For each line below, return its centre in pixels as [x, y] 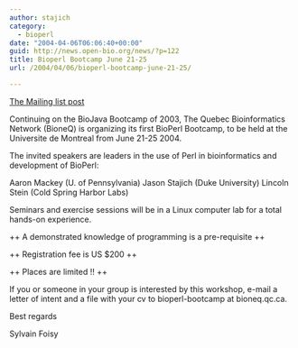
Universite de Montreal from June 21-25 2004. [96, 138]
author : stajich [40, 18]
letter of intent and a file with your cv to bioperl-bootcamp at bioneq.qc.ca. [148, 298]
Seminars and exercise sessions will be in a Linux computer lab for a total [146, 209]
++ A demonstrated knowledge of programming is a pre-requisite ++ [137, 236]
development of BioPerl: [54, 165]
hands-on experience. [51, 219]
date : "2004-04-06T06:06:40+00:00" [76, 43]
